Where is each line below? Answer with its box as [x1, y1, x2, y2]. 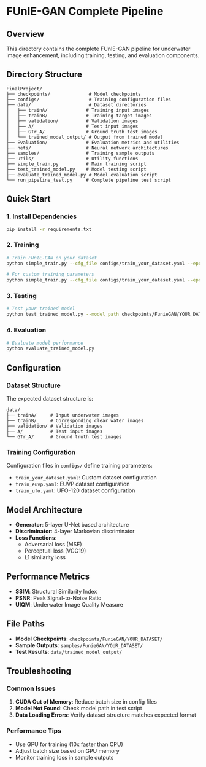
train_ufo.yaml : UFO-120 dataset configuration [15, 487, 135, 494]
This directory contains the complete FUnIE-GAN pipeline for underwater [6, 45, 191, 52]
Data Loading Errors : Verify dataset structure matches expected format [15, 711, 197, 718]
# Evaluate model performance [6, 340, 84, 346]
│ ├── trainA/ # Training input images [6, 107, 150, 113]
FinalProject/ [6, 85, 43, 92]
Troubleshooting [6, 666, 72, 677]
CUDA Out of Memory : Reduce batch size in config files [15, 698, 158, 706]
